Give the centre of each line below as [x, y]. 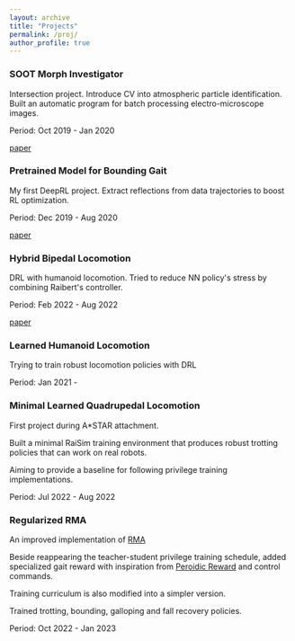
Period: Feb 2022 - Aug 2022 [64, 305]
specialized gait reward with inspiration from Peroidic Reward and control [145, 566]
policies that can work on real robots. [78, 452]
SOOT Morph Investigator [67, 75]
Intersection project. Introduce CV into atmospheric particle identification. [146, 93]
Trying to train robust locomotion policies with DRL [103, 365]
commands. [31, 576]
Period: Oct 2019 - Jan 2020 [62, 130]
